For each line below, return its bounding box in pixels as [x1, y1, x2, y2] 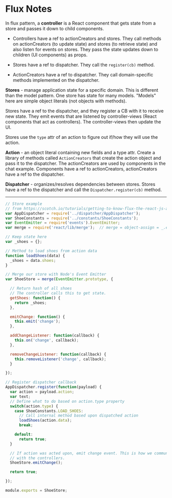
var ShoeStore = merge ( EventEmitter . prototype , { [5, 277, 114, 282]
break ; [18, 423, 33, 428]
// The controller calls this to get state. [10, 291, 106, 296]
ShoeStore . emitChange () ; [10, 460, 63, 465]
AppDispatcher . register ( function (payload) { [5, 385, 102, 390]
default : [14, 432, 33, 437]
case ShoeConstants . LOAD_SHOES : [14, 408, 83, 413]
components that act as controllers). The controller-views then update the [5, 118, 161, 125]
